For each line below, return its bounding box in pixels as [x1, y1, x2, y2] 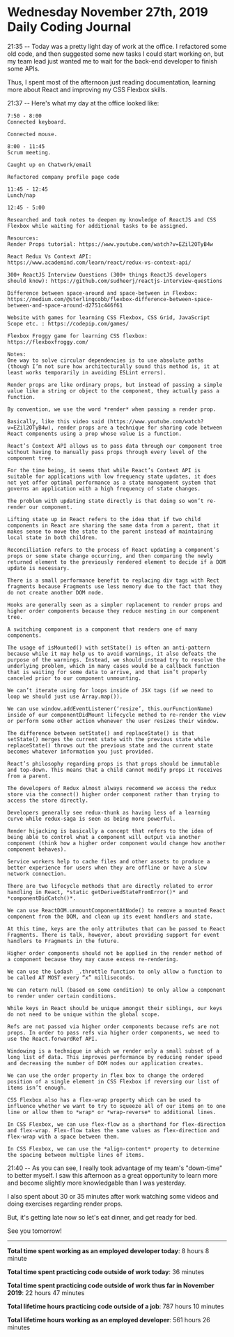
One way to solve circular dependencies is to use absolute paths [7, 357, 204, 364]
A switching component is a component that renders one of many [7, 626, 198, 633]
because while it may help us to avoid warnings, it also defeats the [7, 650, 217, 657]
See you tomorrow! [7, 1227, 63, 1235]
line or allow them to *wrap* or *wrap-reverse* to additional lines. [7, 1109, 217, 1116]
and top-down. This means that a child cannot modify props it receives [7, 766, 223, 773]
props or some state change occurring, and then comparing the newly [7, 553, 214, 560]
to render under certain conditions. [7, 993, 117, 1000]
